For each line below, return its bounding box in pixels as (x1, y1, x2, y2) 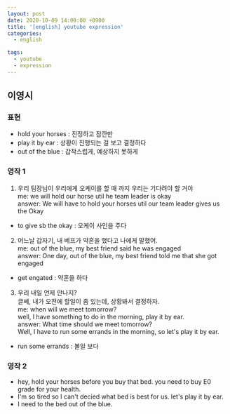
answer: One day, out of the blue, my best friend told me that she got (17, 251, 217, 260)
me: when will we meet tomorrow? (17, 305, 117, 313)
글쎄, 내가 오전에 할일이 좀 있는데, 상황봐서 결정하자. (17, 297, 160, 305)
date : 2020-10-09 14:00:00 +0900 (7, 17, 105, 24)
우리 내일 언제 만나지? (17, 288, 77, 297)
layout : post (7, 10, 46, 18)
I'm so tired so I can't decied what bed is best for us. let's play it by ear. (17, 392, 224, 401)
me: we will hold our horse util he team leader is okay (17, 192, 172, 200)
